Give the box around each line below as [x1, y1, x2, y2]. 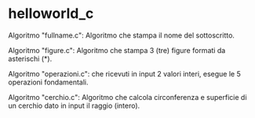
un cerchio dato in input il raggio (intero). [8, 101, 140, 110]
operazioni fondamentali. [8, 77, 89, 87]
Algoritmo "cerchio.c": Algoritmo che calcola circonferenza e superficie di [8, 92, 247, 102]
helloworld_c [8, 5, 94, 23]
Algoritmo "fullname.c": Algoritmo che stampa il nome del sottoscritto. [8, 30, 235, 40]
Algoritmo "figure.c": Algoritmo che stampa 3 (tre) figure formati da [8, 45, 226, 55]
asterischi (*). [8, 54, 53, 63]
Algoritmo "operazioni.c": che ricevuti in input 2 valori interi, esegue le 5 [8, 69, 241, 78]
